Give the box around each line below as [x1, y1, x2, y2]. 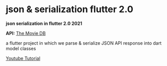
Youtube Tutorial [6, 55, 40, 61]
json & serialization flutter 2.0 [6, 4, 134, 15]
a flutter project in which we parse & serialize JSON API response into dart [6, 40, 162, 46]
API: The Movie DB [6, 30, 46, 36]
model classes [6, 45, 36, 51]
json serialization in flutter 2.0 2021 [6, 20, 82, 26]
